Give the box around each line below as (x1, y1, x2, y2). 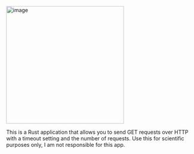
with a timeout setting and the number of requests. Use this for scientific (6, 135, 184, 142)
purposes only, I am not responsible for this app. (6, 141, 125, 148)
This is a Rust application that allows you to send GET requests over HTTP (6, 128, 189, 135)
